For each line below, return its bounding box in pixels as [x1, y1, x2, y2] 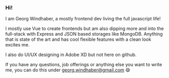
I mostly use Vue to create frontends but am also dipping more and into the [5, 25, 164, 32]
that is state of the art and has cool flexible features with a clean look [5, 36, 152, 42]
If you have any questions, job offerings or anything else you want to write [5, 62, 162, 68]
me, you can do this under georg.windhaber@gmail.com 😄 [5, 67, 130, 73]
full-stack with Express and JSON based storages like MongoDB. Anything [5, 31, 163, 37]
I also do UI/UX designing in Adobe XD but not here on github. [5, 51, 137, 58]
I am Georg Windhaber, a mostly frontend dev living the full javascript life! [5, 16, 161, 22]
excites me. [5, 42, 30, 48]
